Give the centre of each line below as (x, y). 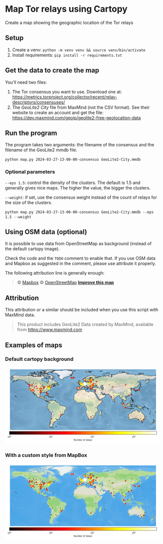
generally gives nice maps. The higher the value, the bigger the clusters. (78, 188)
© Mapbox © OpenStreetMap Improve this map (65, 283)
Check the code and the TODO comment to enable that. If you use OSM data (80, 259)
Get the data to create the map (52, 70)
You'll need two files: (26, 82)
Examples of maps (34, 345)
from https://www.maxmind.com (50, 330)
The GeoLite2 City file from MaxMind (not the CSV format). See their (81, 107)
